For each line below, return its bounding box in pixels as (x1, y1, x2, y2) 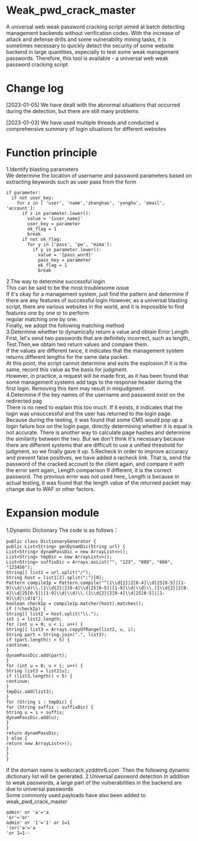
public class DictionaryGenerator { (6, 538, 96, 544)
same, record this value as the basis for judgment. (6, 365, 128, 373)
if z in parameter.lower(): (21, 210, 92, 216)
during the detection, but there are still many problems (6, 107, 139, 114)
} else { (6, 735, 28, 741)
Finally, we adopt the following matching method (6, 322, 125, 329)
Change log (6, 82, 64, 95)
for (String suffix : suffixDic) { (6, 704, 94, 710)
